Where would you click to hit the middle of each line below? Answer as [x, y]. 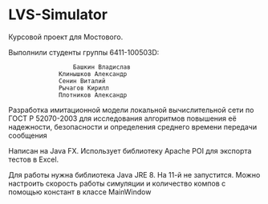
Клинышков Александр [93, 74]
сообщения [28, 135]
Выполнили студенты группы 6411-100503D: [84, 52]
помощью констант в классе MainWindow [80, 192]
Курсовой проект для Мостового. [66, 37]
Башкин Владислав [102, 67]
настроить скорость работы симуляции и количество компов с [117, 183]
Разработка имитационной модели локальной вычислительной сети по [131, 110]
